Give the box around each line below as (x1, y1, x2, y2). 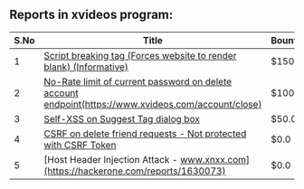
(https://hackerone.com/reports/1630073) (43, 165, 226, 177)
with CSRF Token (43, 138, 117, 151)
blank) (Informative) (43, 61, 128, 73)
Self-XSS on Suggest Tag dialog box (43, 112, 201, 125)
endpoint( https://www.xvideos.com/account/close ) (43, 98, 262, 110)
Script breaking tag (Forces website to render (43, 49, 237, 61)
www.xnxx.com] (180, 153, 251, 165)
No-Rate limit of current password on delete (43, 75, 233, 88)
